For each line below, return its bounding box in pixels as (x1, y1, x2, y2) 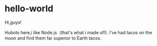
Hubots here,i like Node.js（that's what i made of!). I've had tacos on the (4, 29, 153, 35)
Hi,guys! (4, 19, 22, 25)
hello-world (4, 3, 54, 14)
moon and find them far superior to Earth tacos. (4, 35, 102, 41)
